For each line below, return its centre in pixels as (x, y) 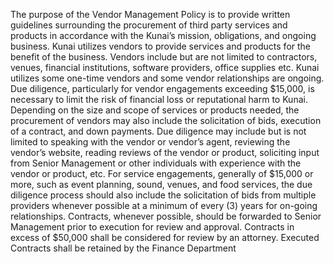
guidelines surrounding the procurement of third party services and (149, 25)
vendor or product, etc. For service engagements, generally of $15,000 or (162, 173)
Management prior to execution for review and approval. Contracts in (152, 227)
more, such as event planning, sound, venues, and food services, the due (161, 184)
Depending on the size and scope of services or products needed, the (155, 110)
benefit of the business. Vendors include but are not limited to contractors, (164, 57)
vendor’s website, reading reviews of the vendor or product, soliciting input (165, 152)
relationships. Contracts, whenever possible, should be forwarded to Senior (166, 216)
